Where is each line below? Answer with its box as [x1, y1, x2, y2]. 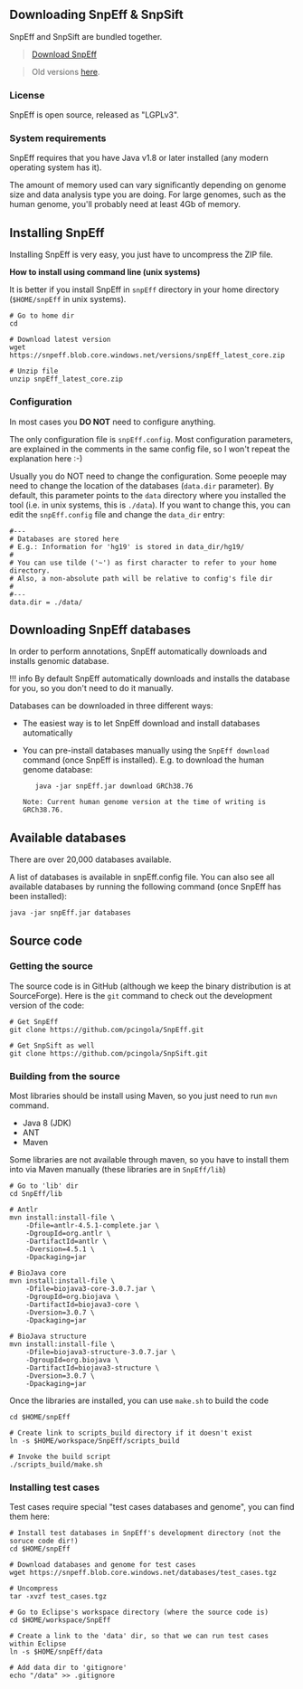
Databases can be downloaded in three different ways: [9, 700, 213, 711]
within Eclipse [9, 1639, 67, 1649]
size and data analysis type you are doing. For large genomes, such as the [9, 189, 287, 200]
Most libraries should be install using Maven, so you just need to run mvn [9, 1090, 278, 1102]
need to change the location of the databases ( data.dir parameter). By [9, 479, 274, 491]
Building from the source [9, 1069, 120, 1082]
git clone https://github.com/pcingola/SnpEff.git [9, 1025, 204, 1034]
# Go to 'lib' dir [9, 1181, 79, 1191]
